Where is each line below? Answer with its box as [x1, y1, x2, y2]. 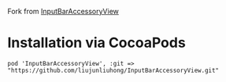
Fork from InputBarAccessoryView [7, 7, 119, 16]
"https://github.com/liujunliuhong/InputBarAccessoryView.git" [7, 66, 220, 74]
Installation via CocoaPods [7, 34, 186, 52]
